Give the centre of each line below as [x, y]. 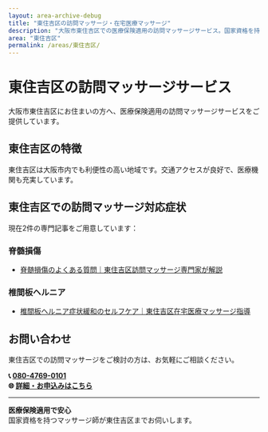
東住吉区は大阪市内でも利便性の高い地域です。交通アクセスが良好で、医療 [130, 170]
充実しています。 [50, 179]
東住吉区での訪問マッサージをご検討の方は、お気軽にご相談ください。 [124, 360]
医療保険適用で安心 [40, 410]
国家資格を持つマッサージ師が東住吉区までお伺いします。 [102, 420]
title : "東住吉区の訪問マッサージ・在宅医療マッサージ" [90, 23]
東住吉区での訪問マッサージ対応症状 [97, 208]
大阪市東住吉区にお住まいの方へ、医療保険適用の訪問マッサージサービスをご [134, 111]
